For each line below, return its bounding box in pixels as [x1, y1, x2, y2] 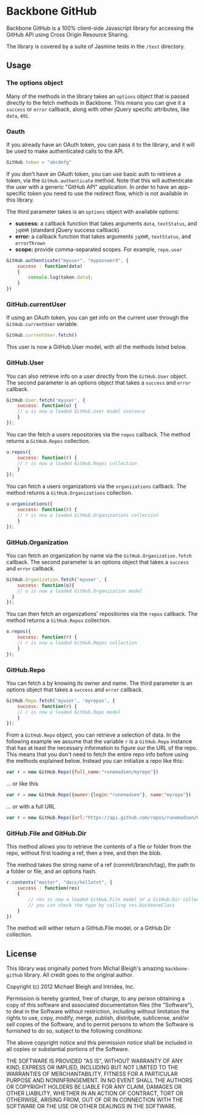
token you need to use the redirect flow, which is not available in [27, 189, 188, 197]
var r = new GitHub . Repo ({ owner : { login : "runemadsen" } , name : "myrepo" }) [6, 792, 192, 798]
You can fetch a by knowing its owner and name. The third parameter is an [6, 679, 193, 687]
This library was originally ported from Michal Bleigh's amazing [6, 965, 164, 972]
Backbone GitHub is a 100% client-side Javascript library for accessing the [6, 24, 194, 32]
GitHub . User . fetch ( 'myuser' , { [6, 397, 86, 403]
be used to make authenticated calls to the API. [6, 147, 124, 155]
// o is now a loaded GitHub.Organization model [17, 588, 143, 594]
